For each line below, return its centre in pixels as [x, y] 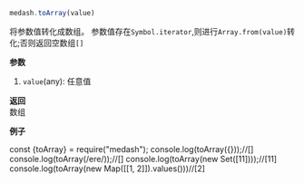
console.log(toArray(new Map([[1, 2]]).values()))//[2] [108, 169]
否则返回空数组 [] [52, 43]
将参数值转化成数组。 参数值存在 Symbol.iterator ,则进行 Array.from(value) [148, 31]
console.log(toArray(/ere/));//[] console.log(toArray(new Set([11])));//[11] [143, 159]
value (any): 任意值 [57, 81]
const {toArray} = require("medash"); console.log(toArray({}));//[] [132, 149]
